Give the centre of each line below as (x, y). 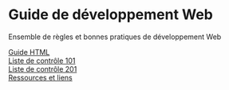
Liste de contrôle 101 (42, 61)
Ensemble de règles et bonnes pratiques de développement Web (115, 37)
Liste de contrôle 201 (43, 68)
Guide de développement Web (111, 15)
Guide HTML (29, 52)
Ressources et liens (41, 77)
